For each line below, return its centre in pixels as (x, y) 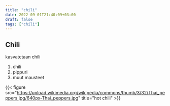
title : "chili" (21, 10)
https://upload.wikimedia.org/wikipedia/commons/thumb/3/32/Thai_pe (91, 93)
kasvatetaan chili (23, 57)
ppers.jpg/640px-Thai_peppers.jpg (42, 98)
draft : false (19, 19)
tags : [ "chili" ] (22, 24)
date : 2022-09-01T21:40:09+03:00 (41, 15)
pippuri (20, 72)
